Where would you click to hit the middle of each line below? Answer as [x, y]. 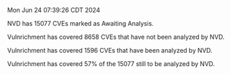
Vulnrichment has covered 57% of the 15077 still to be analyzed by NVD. [111, 64]
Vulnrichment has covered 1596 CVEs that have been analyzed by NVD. [110, 50]
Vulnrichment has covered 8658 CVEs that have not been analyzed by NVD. [116, 37]
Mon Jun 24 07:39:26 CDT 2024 [54, 10]
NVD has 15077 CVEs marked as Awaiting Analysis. [81, 23]
